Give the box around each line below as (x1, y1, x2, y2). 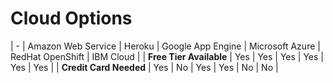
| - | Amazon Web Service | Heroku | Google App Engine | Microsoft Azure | (10, 40, 321, 52)
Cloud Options (10, 7, 133, 30)
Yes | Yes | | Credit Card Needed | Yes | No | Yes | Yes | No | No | (10, 61, 279, 73)
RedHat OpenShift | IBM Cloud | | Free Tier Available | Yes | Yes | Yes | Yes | (10, 50, 324, 62)
